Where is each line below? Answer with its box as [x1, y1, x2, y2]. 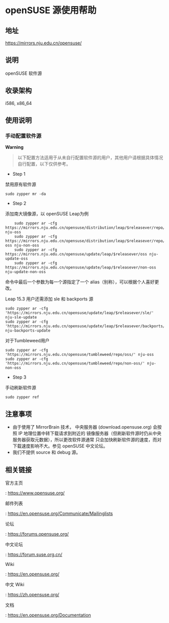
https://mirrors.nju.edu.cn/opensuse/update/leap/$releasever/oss [5, 252, 147, 257]
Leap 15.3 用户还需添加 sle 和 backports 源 [5, 296, 94, 302]
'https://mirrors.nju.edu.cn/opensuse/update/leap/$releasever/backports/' [5, 324, 167, 329]
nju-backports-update [5, 328, 51, 333]
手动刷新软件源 [5, 385, 36, 391]
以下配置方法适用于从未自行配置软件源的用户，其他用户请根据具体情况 [17, 154, 163, 161]
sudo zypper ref [5, 395, 39, 400]
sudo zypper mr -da [5, 191, 46, 197]
